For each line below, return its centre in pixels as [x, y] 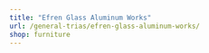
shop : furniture [40, 34]
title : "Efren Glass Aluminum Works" [81, 18]
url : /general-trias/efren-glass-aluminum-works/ [105, 26]
